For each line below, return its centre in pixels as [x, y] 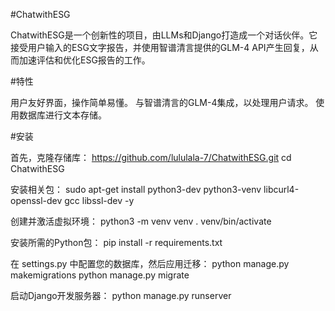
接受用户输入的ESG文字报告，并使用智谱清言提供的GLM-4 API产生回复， [160, 47]
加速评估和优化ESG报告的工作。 [84, 60]
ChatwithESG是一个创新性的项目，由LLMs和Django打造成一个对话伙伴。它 [164, 35]
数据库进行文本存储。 [62, 115]
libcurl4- [281, 189]
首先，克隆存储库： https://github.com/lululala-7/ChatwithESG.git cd [151, 157]
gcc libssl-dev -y [99, 200]
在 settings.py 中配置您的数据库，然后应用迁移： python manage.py [150, 263]
